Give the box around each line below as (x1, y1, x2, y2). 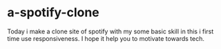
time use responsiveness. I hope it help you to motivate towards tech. (7, 34, 205, 42)
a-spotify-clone (7, 5, 100, 20)
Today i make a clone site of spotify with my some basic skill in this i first (7, 27, 214, 35)
